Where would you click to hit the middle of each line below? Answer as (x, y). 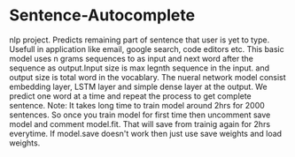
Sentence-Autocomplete (102, 15)
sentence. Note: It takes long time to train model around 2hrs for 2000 (137, 105)
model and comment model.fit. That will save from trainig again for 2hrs (140, 123)
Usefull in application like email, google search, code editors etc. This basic (147, 49)
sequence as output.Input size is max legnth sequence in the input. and (140, 68)
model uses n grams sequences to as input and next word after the (132, 58)
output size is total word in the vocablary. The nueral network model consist (147, 77)
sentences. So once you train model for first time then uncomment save (140, 115)
